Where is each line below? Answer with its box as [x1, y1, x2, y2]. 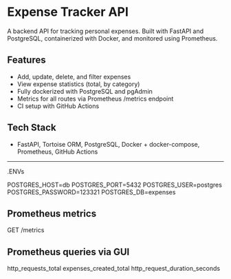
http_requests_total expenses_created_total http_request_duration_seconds [7, 265, 221, 273]
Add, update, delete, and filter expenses [16, 72, 131, 81]
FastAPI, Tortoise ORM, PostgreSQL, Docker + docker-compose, [16, 140, 200, 148]
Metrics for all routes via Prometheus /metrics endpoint [16, 94, 174, 103]
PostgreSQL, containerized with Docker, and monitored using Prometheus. [7, 34, 218, 42]
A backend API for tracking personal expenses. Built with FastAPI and [7, 27, 204, 35]
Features [7, 54, 46, 66]
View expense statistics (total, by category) [16, 80, 140, 88]
